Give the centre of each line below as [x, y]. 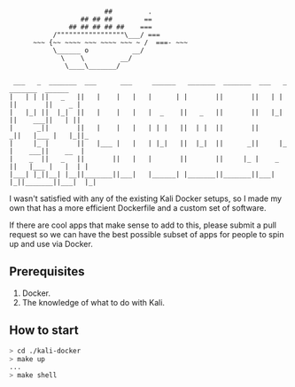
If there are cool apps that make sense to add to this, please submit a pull [143, 225]
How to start [44, 331]
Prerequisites [47, 271]
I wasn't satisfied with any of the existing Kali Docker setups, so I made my [145, 198]
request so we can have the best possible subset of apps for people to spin [147, 234]
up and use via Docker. [51, 244]
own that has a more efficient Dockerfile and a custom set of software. [138, 208]
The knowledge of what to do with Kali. [93, 302]
